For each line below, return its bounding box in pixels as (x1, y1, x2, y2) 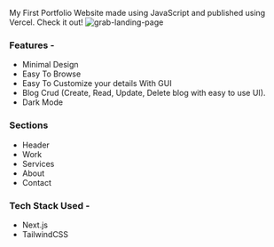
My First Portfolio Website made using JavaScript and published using (9, 8, 266, 18)
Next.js (21, 219, 49, 230)
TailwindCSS (21, 228, 69, 239)
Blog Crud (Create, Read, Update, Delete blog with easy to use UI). (21, 88, 266, 99)
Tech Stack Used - (9, 199, 90, 211)
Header (21, 139, 51, 150)
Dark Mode (21, 97, 64, 108)
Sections (9, 119, 49, 131)
